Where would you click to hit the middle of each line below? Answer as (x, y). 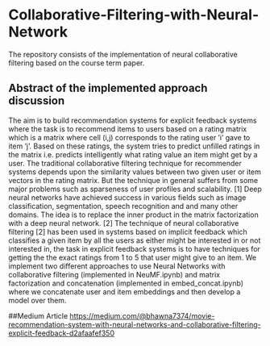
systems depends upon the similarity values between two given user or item (135, 172)
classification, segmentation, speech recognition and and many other (123, 206)
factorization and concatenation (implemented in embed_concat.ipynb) (126, 283)
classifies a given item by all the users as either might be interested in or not (135, 240)
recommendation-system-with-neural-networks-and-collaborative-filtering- (135, 324)
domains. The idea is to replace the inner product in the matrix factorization (134, 215)
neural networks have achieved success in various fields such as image (127, 197)
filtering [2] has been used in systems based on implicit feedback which (128, 231)
